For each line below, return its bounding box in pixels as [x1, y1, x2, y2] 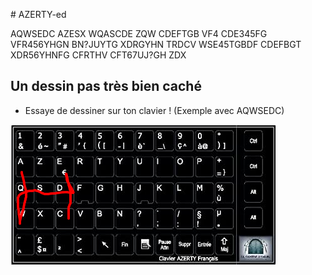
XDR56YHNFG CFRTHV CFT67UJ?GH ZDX [10, 49, 187, 61]
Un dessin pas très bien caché [10, 78, 202, 95]
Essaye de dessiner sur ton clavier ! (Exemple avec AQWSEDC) [24, 104, 285, 116]
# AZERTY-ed [10, 9, 67, 20]
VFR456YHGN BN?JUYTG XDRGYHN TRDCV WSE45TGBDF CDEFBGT [10, 39, 302, 50]
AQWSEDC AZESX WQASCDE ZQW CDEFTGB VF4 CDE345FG [10, 28, 268, 39]
